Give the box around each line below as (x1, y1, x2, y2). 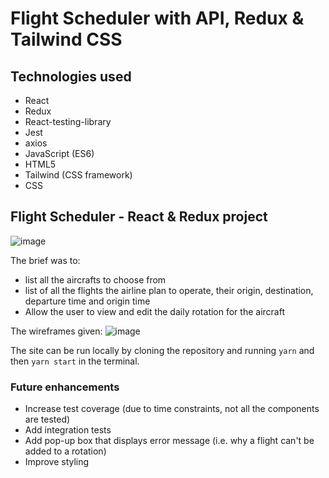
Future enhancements (10, 380, 120, 394)
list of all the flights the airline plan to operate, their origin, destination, (24, 284, 314, 296)
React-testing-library (24, 116, 112, 127)
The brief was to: (10, 254, 81, 266)
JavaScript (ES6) (24, 148, 95, 159)
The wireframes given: (10, 325, 103, 337)
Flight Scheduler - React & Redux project (10, 208, 268, 226)
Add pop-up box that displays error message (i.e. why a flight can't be (24, 435, 315, 447)
